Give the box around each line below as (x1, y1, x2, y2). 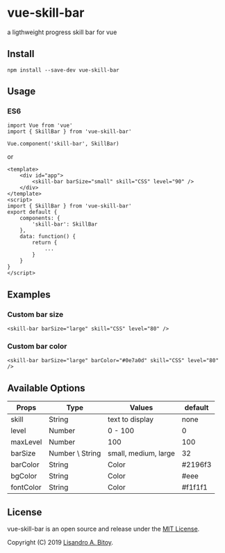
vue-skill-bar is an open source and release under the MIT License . (7, 524, 200, 533)
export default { (7, 209, 58, 216)
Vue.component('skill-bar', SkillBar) (7, 141, 119, 148)
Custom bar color (7, 341, 67, 351)
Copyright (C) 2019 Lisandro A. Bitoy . (7, 538, 113, 547)
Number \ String (48, 449, 101, 458)
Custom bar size (7, 309, 64, 319)
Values (129, 403, 153, 412)
